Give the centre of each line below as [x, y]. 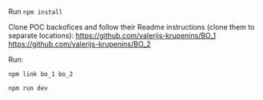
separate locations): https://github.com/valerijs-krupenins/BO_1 [112, 36]
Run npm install [36, 12]
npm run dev [28, 88]
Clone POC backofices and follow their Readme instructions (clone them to [131, 27]
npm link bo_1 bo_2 [41, 74]
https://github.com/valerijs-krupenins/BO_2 [80, 44]
